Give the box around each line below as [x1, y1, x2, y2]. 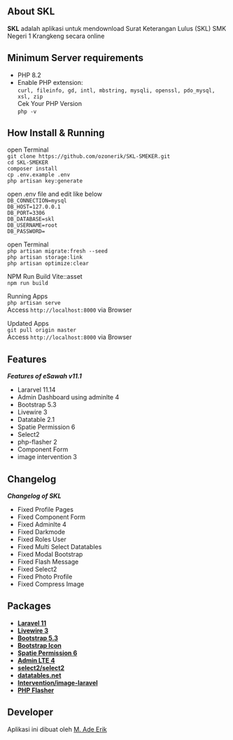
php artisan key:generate [7, 178, 83, 185]
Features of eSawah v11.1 [7, 372, 82, 381]
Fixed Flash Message [17, 557, 79, 566]
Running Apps [7, 292, 48, 300]
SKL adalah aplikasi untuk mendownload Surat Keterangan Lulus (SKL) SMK [7, 24, 227, 32]
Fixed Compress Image [17, 580, 85, 588]
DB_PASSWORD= [7, 228, 45, 235]
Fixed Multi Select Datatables [17, 543, 102, 551]
